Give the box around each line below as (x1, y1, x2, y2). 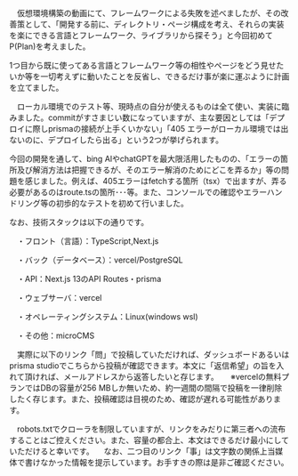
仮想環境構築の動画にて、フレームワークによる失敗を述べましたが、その (16, 8, 282, 18)
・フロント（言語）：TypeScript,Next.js (16, 236, 159, 246)
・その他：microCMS (16, 330, 95, 341)
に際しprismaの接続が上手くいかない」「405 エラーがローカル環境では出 (24, 124, 289, 133)
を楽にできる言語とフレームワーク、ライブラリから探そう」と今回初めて (9, 30, 274, 40)
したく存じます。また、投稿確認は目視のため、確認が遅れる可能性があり (9, 394, 274, 404)
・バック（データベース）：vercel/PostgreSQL (16, 254, 184, 265)
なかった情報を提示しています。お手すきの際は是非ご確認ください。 (39, 457, 289, 467)
